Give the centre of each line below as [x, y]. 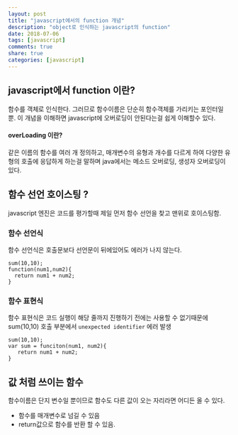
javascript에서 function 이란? [72, 90]
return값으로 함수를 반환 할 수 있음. [67, 424]
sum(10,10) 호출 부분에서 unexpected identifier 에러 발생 [90, 327]
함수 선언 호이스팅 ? [49, 194]
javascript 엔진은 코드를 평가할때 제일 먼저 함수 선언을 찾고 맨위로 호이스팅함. [115, 213]
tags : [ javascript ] [37, 40]
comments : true [30, 47]
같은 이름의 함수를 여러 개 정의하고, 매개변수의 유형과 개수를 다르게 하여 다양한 [116, 152]
